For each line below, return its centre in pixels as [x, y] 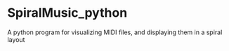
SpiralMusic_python [67, 13]
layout [16, 39]
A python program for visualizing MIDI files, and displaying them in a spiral [115, 32]
